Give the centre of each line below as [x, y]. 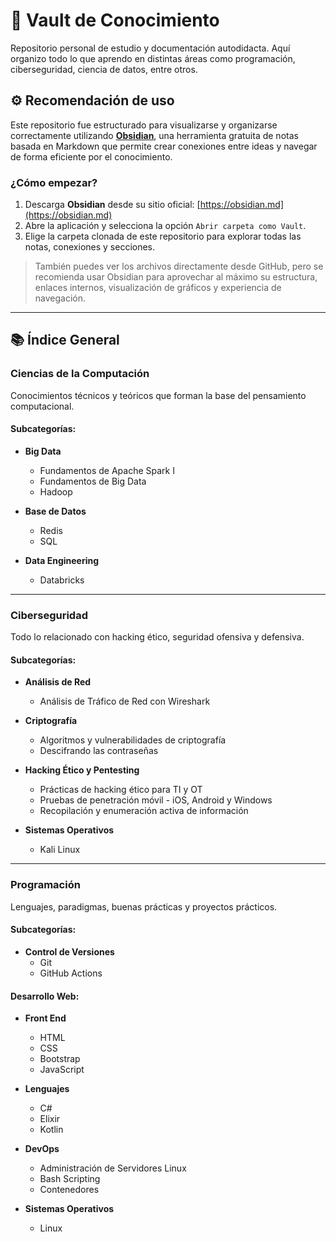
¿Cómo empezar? [54, 182]
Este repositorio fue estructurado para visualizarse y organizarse [144, 125]
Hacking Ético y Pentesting [82, 770]
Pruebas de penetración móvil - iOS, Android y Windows [156, 800]
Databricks [62, 580]
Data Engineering [62, 560]
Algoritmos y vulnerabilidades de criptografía [133, 740]
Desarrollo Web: [45, 996]
